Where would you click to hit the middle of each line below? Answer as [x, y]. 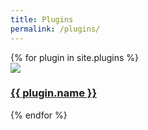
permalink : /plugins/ [55, 29]
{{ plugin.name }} [54, 93]
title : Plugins [42, 19]
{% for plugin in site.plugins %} [75, 57]
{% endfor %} [39, 115]
